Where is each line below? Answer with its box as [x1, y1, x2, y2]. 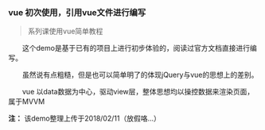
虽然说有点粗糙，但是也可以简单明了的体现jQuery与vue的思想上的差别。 [22, 70, 259, 80]
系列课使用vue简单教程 [27, 26, 103, 36]
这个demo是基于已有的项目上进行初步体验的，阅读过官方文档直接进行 [22, 44, 251, 53]
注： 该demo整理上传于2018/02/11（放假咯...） [8, 113, 162, 124]
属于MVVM [8, 97, 45, 106]
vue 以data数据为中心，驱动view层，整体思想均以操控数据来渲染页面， [22, 87, 255, 97]
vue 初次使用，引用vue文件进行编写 [8, 6, 146, 17]
